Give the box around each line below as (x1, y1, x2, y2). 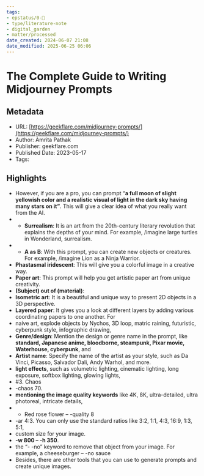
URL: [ (15, 123, 32, 130)
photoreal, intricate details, (15, 397, 83, 404)
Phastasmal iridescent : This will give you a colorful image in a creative (15, 261, 194, 268)
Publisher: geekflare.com (15, 142, 79, 150)
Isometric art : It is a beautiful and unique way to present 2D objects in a (15, 293, 197, 300)
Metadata (6, 106, 44, 117)
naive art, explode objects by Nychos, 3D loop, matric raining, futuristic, (15, 319, 197, 327)
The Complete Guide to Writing (6, 70, 167, 83)
